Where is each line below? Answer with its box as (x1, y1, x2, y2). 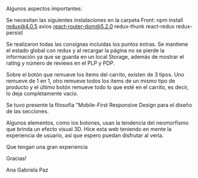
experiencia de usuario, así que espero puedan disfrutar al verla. (6, 132, 164, 139)
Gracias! (6, 155, 27, 162)
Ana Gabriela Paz (6, 166, 49, 173)
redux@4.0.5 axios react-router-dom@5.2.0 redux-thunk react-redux (6, 23, 175, 30)
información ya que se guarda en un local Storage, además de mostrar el (6, 53, 184, 60)
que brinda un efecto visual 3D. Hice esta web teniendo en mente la (6, 126, 172, 132)
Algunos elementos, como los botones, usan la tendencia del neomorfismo (6, 119, 189, 126)
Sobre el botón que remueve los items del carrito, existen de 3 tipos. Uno (6, 71, 185, 78)
